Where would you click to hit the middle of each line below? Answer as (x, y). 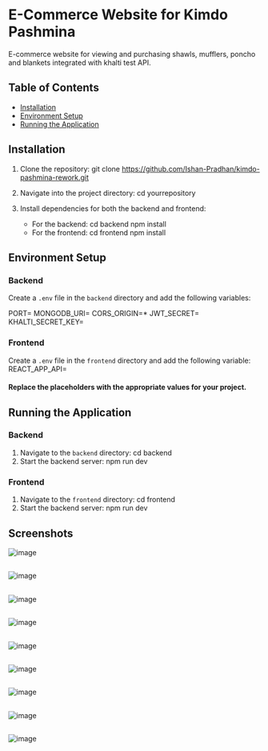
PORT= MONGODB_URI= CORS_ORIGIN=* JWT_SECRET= (104, 314)
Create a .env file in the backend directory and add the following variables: (130, 298)
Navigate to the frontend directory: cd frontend (98, 500)
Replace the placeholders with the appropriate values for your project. (127, 388)
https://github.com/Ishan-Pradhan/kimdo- (190, 168)
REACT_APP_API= (38, 369)
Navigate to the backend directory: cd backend (96, 453)
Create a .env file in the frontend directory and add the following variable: (130, 360)
